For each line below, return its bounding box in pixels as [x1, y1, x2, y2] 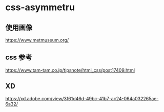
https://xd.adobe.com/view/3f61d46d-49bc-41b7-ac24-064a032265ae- [5, 95, 159, 101]
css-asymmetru [5, 2, 75, 13]
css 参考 [5, 53, 32, 62]
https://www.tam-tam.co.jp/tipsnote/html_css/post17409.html [5, 67, 135, 73]
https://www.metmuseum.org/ [5, 37, 69, 43]
